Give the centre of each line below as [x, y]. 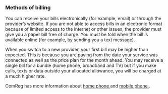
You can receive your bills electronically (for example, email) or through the [83, 19]
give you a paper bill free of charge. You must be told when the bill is [77, 35]
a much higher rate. [26, 76]
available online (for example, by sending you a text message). [70, 40]
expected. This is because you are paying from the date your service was [81, 55]
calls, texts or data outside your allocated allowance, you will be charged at [83, 71]
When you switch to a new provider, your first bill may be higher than [77, 50]
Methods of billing [28, 8]
